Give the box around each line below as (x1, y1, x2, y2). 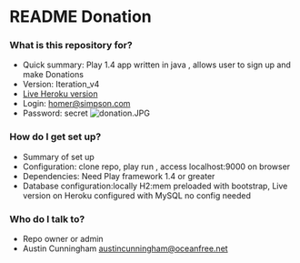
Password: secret (22, 107, 88, 119)
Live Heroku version (22, 88, 98, 99)
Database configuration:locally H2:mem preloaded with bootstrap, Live (22, 180, 288, 191)
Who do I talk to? (9, 212, 85, 225)
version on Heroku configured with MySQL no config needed (22, 189, 252, 201)
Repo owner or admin (22, 234, 104, 245)
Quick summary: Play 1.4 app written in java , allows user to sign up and (22, 59, 291, 70)
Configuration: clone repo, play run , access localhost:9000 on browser (22, 161, 291, 172)
